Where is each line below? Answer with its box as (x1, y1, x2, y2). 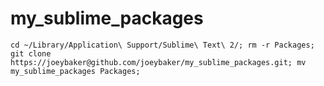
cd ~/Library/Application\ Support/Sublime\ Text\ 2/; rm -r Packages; (10, 40, 315, 50)
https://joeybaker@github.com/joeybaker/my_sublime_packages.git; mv (10, 57, 307, 67)
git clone (10, 48, 52, 59)
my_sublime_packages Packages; (10, 66, 141, 76)
